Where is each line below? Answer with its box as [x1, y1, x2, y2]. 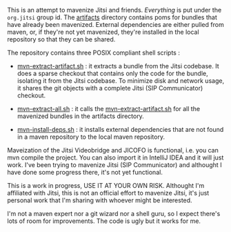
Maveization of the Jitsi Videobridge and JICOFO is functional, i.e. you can [7, 146, 219, 154]
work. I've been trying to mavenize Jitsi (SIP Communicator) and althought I [7, 161, 222, 168]
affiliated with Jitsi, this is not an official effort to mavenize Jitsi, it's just [7, 189, 210, 197]
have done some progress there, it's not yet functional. [7, 168, 163, 176]
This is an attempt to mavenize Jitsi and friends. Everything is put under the [7, 6, 222, 14]
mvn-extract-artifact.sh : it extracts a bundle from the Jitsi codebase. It [17, 62, 219, 70]
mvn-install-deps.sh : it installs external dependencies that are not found [17, 126, 224, 133]
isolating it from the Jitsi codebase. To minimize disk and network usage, [17, 77, 225, 85]
